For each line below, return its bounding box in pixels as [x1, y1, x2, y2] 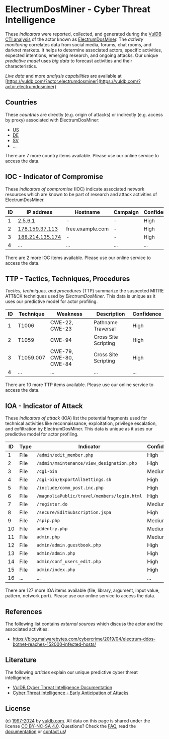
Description [96, 311, 125, 318]
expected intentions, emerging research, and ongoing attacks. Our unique [5, 52, 158, 58]
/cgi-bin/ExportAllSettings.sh [36, 477, 112, 482]
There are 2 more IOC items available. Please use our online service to [5, 255, 151, 261]
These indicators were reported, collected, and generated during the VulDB [5, 31, 162, 37]
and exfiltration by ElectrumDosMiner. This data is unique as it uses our [5, 426, 153, 432]
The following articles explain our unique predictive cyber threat [5, 669, 138, 675]
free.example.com [66, 225, 109, 232]
